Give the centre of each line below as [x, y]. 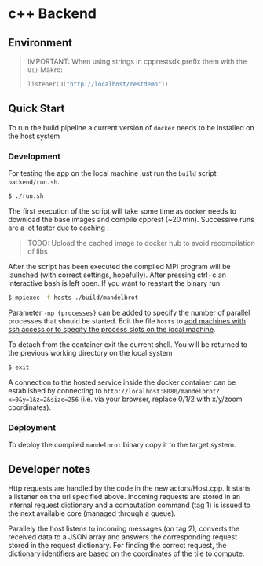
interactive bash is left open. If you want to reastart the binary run [114, 283]
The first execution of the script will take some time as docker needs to [122, 211]
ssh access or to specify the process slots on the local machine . [112, 329]
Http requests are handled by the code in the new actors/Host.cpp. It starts [130, 488]
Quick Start [37, 109]
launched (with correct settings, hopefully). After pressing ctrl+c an [117, 275]
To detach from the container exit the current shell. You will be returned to [128, 344]
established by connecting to [55, 390]
